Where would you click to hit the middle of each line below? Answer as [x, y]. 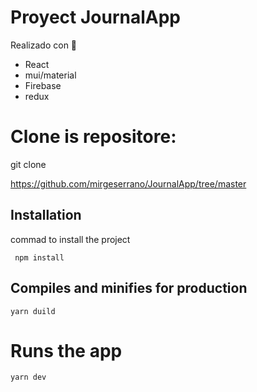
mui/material [50, 75]
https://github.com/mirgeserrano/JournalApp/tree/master [128, 183]
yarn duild [33, 311]
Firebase [43, 85]
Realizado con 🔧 [44, 45]
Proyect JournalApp [95, 17]
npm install [39, 257]
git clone [28, 164]
